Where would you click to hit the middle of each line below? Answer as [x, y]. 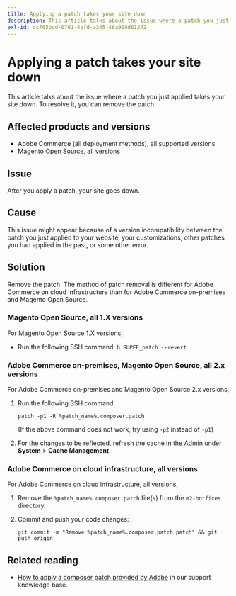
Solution [26, 268]
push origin [35, 539]
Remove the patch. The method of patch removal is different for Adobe [111, 284]
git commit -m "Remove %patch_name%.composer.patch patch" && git [117, 532]
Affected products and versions [79, 126]
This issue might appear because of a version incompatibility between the [115, 230]
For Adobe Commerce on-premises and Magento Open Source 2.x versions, [118, 390]
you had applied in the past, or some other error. [78, 244]
